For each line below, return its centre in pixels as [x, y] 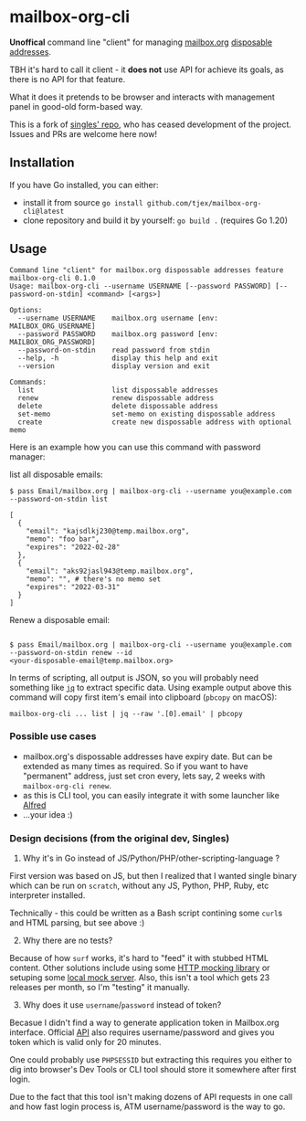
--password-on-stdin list [58, 499]
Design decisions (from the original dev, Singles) [120, 838]
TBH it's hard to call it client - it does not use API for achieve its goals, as [147, 69]
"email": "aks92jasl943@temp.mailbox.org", [110, 571]
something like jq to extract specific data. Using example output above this [151, 687]
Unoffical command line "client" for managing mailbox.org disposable [141, 42]
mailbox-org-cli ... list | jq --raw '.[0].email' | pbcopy [127, 714]
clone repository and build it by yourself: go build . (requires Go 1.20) [155, 220]
